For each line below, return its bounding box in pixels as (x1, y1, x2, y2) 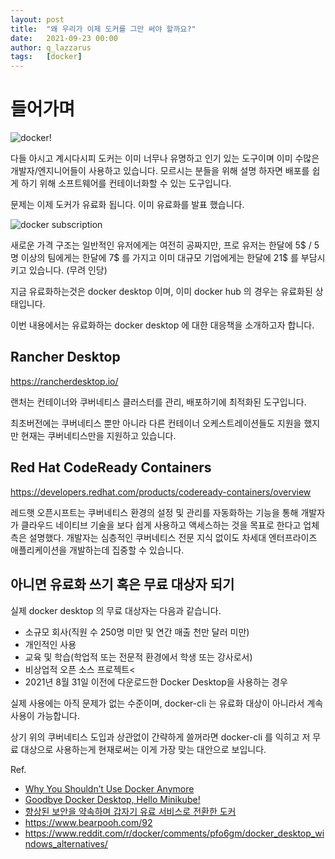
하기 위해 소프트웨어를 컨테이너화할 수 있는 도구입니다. (20, 177, 232, 190)
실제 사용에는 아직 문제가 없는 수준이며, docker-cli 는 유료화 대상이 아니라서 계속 (10, 697, 324, 709)
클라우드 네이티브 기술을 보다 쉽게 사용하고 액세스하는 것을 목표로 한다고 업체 (20, 519, 320, 531)
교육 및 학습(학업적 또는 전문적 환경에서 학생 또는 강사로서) (24, 651, 253, 663)
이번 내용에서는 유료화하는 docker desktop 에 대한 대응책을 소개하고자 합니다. (10, 319, 315, 331)
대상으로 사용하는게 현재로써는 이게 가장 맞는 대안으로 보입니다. (20, 743, 267, 755)
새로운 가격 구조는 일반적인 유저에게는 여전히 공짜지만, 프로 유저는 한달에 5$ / (10, 239, 312, 251)
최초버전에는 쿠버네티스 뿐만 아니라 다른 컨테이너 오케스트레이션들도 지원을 (10, 417, 302, 429)
